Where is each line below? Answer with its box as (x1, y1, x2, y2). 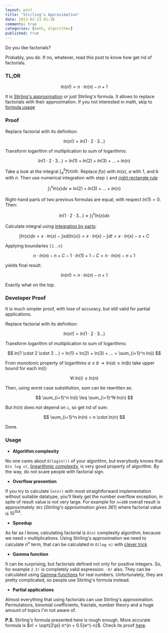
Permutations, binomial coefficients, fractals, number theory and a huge (5, 602, 154, 608)
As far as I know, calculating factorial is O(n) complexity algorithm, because (5, 530, 161, 536)
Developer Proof (5, 294, 46, 301)
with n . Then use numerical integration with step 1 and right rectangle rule (5, 175, 158, 181)
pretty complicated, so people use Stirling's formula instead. (5, 577, 130, 583)
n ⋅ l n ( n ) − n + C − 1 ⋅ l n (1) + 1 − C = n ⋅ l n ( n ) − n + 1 (33, 252, 135, 259)
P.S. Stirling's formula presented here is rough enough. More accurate (5, 617, 150, 623)
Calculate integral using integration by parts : (5, 223, 97, 229)
